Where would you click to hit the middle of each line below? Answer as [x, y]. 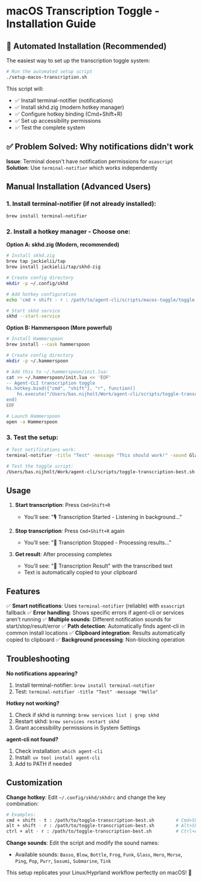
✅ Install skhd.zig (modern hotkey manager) [69, 107]
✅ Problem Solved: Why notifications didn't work [100, 147]
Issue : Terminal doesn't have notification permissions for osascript [90, 161]
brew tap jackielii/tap [36, 261]
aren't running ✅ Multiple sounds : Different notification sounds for [89, 620]
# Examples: [21, 815]
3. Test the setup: [32, 437]
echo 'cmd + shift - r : [37, 300]
